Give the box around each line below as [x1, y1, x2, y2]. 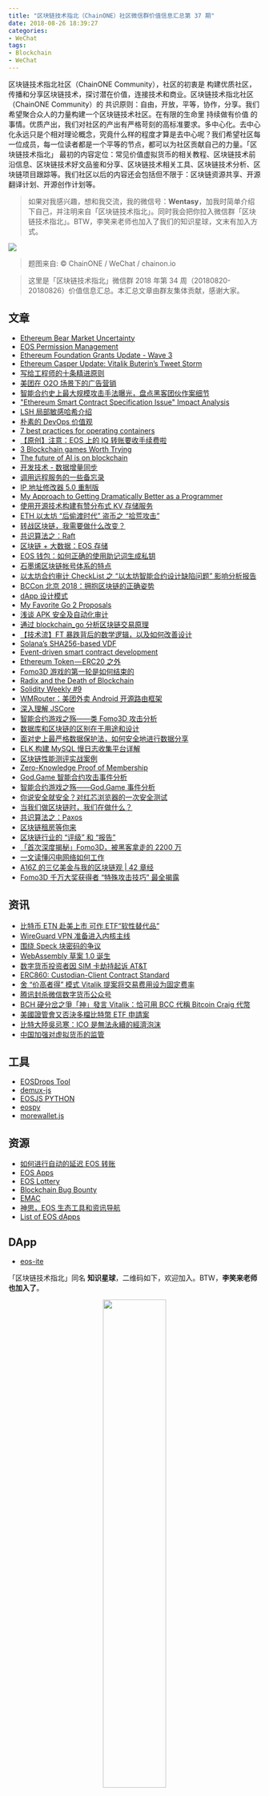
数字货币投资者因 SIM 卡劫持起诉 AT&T [19, 960, 148, 970]
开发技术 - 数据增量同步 [19, 462, 98, 472]
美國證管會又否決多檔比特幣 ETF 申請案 [19, 1009, 150, 1019]
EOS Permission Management [19, 341, 118, 351]
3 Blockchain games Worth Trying [19, 444, 132, 453]
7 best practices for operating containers [19, 425, 155, 435]
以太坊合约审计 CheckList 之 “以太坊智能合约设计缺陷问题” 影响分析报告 [19, 570, 257, 581]
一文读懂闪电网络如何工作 [19, 852, 105, 862]
